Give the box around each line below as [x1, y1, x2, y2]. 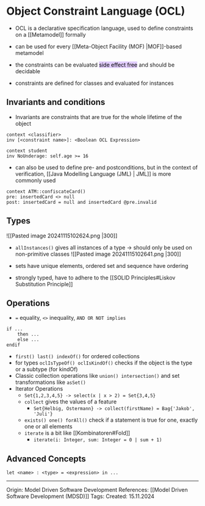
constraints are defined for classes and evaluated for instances [15, 79, 174, 87]
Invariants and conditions [6, 97, 106, 107]
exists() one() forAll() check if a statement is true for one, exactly [24, 416, 198, 424]
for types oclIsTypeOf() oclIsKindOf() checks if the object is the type [15, 359, 193, 367]
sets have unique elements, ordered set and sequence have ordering [15, 262, 189, 269]
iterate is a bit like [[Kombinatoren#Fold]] [24, 429, 131, 437]
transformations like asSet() [15, 378, 87, 386]
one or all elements [24, 423, 73, 430]
